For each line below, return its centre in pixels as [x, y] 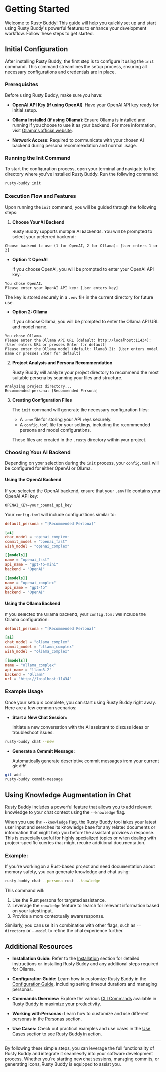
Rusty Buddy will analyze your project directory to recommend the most [85, 372]
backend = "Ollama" [25, 674]
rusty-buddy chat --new [30, 741]
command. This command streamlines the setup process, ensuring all [76, 66]
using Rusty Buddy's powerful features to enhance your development [76, 28]
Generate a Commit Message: [43, 751]
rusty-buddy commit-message [34, 779]
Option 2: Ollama [30, 312]
